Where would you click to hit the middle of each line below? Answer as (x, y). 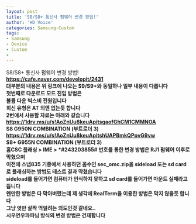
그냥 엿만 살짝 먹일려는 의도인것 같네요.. (51, 208)
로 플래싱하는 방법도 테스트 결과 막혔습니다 (54, 171)
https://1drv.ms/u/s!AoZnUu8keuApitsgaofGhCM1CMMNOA (81, 122)
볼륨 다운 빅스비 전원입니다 (36, 101)
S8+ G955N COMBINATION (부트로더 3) (54, 142)
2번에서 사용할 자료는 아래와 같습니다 (48, 115)
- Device (17, 44)
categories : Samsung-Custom (40, 28)
